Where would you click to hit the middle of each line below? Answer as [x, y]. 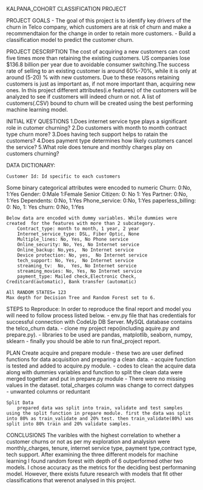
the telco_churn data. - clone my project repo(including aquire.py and [93, 328]
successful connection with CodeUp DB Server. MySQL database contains [99, 322]
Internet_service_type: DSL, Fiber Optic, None [78, 234]
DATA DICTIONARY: [31, 165]
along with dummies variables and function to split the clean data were [95, 372]
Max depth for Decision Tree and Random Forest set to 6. [81, 298]
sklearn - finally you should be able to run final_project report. [83, 341]
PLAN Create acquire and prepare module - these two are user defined [95, 353]
